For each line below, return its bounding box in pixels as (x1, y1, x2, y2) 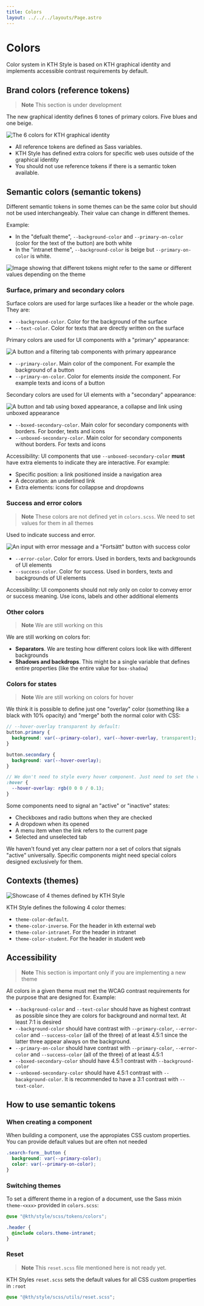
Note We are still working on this (21, 621, 103, 628)
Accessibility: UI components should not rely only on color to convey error (6, 586, 192, 593)
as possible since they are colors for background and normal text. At (15, 1012, 187, 1019)
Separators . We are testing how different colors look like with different (15, 645, 192, 652)
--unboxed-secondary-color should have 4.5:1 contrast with (15, 1069, 163, 1076)
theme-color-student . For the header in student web (15, 935, 146, 942)
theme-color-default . (15, 915, 69, 923)
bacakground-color (15, 1076, 62, 1082)
